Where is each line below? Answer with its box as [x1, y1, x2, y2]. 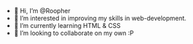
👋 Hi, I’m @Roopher [13, 7, 71, 15]
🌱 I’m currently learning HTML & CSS [13, 22, 121, 29]
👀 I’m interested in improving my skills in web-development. [13, 14, 187, 22]
